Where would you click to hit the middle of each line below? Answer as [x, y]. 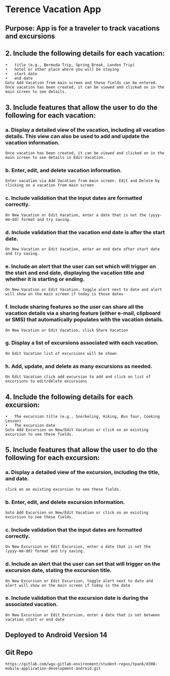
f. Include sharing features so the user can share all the [74, 307]
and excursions [30, 36]
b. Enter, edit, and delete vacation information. [64, 170]
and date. [17, 478]
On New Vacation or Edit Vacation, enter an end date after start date [82, 249]
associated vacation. [32, 604]
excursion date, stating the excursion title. [59, 570]
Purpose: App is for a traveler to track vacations [82, 28]
